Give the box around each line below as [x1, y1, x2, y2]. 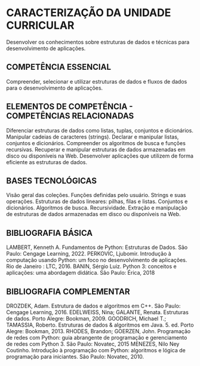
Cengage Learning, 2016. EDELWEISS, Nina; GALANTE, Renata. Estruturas [6, 309, 189, 316]
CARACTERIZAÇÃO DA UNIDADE [6, 6, 171, 20]
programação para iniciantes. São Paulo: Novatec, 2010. [6, 353, 144, 360]
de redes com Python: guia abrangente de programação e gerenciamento [6, 334, 187, 341]
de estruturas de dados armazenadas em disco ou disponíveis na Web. [6, 211, 181, 218]
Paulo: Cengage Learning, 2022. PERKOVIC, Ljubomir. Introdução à [6, 250, 171, 257]
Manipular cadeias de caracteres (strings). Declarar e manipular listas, [6, 133, 179, 140]
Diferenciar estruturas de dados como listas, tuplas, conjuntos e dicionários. [6, 127, 194, 134]
